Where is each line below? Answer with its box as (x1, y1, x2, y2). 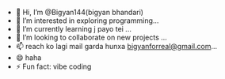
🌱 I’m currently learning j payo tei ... (15, 24, 132, 33)
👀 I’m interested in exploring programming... (15, 16, 159, 25)
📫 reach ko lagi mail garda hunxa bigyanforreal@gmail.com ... (15, 42, 218, 51)
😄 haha (15, 53, 42, 62)
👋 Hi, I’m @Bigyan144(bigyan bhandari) (15, 8, 144, 17)
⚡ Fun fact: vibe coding (15, 62, 92, 71)
